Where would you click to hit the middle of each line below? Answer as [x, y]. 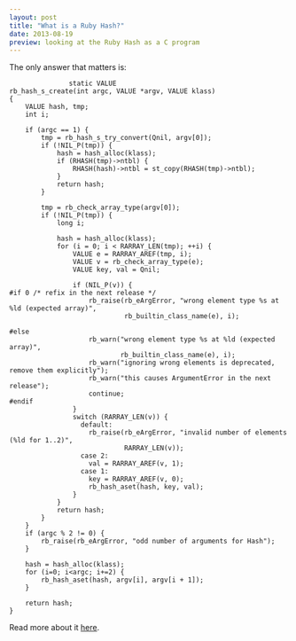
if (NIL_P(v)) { [102, 285]
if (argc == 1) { [57, 130]
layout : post [33, 17]
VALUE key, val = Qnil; [117, 270]
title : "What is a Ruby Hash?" [67, 26]
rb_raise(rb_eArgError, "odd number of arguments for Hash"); [158, 542]
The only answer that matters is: [68, 67]
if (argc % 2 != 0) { [65, 534]
